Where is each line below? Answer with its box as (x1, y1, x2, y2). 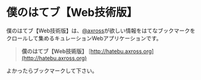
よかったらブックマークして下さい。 (6, 67, 98, 74)
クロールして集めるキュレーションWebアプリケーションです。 (6, 34, 162, 42)
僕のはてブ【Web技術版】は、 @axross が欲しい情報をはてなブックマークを (6, 27, 196, 34)
